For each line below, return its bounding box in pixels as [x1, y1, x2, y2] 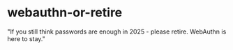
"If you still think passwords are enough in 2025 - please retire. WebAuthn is [7, 27, 227, 36]
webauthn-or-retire [7, 5, 123, 21]
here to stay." [7, 34, 45, 42]
